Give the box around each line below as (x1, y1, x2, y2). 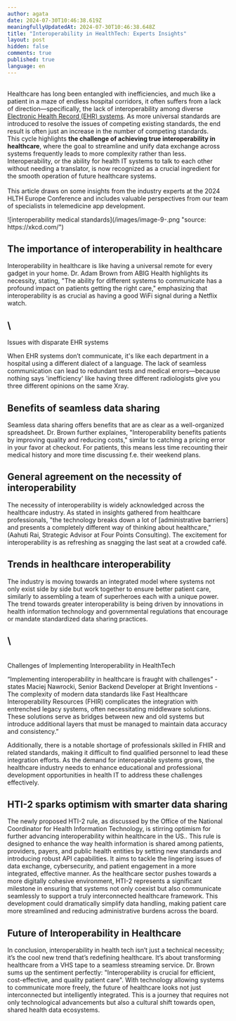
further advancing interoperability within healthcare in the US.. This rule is (7, 832, 221, 841)
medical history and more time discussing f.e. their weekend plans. (7, 451, 201, 459)
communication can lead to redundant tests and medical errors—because (7, 367, 221, 375)
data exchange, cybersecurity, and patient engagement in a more (7, 862, 197, 870)
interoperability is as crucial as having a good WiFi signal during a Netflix (7, 291, 218, 300)
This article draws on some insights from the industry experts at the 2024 (7, 186, 221, 195)
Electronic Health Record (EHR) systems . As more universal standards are (7, 112, 221, 120)
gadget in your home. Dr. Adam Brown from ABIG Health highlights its (7, 269, 209, 278)
